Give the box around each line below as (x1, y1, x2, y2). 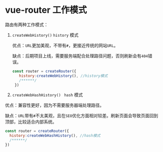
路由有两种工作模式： (5, 22, 48, 27)
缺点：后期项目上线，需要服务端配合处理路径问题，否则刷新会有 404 (12, 52, 148, 59)
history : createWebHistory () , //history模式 (19, 73, 108, 78)
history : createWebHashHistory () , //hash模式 (9, 133, 101, 138)
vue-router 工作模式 (5, 4, 87, 16)
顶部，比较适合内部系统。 (5, 119, 57, 125)
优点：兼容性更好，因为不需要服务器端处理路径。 (5, 102, 104, 108)
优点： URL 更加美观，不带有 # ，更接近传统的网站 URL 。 (12, 42, 118, 48)
